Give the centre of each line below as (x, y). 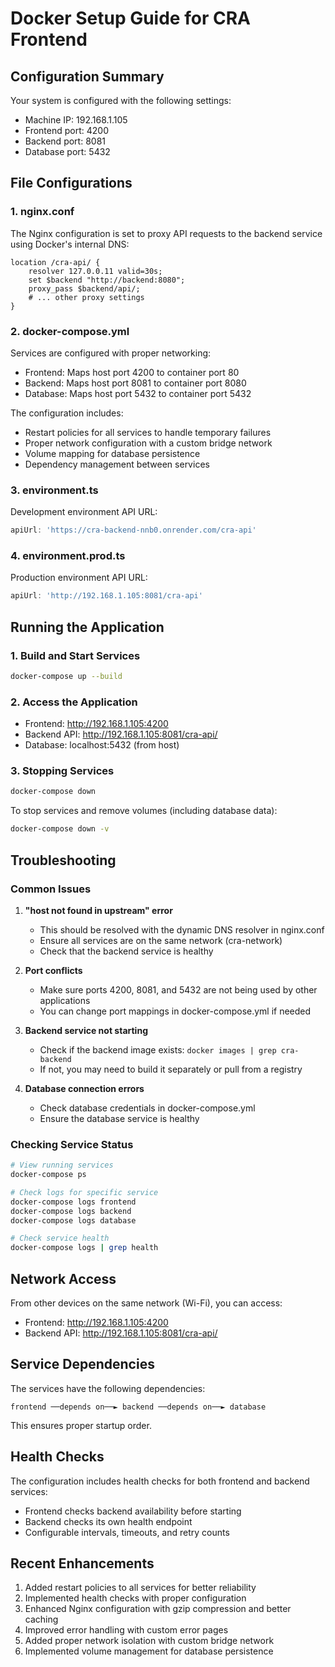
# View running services (62, 1165)
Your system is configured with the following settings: (121, 100)
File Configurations (71, 183)
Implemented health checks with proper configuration (135, 1598)
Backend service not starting (86, 1030)
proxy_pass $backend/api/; (84, 288)
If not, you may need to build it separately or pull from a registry (171, 1069)
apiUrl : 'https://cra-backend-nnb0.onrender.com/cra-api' (133, 530)
